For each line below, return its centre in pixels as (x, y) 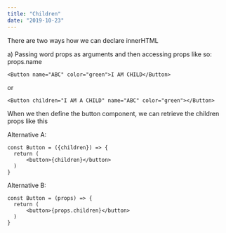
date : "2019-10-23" (36, 20)
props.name (25, 61)
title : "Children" (34, 14)
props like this (27, 121)
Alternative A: (27, 134)
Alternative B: (27, 185)
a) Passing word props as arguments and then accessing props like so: (109, 54)
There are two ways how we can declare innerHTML (83, 40)
